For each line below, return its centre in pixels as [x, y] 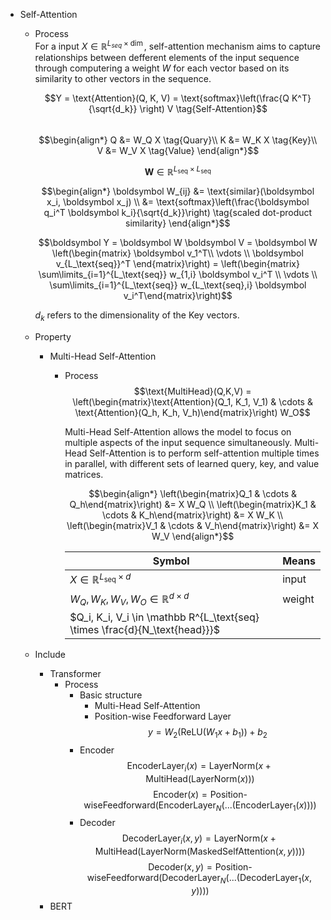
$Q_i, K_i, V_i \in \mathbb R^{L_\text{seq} [164, 617]
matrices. [84, 475]
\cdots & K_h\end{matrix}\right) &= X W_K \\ [193, 515]
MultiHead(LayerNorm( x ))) [200, 778]
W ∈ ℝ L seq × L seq [178, 171]
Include [50, 654]
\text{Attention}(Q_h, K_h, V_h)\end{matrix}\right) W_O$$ [192, 413]
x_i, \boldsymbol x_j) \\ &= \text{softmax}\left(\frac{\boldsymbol [178, 202]
